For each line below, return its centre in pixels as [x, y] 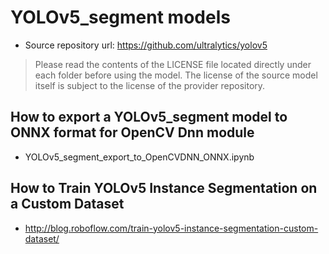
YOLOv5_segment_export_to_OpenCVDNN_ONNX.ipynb [139, 157]
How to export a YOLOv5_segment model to [149, 117]
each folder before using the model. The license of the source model [176, 75]
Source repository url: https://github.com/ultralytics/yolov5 [146, 45]
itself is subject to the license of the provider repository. [150, 85]
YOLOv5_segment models [120, 17]
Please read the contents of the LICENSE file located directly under [173, 64]
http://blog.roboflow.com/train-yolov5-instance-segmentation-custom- [171, 228]
